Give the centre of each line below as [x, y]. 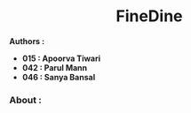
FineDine [149, 16]
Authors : [27, 41]
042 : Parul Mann [54, 67]
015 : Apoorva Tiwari [61, 58]
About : [26, 100]
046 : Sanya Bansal [59, 77]
